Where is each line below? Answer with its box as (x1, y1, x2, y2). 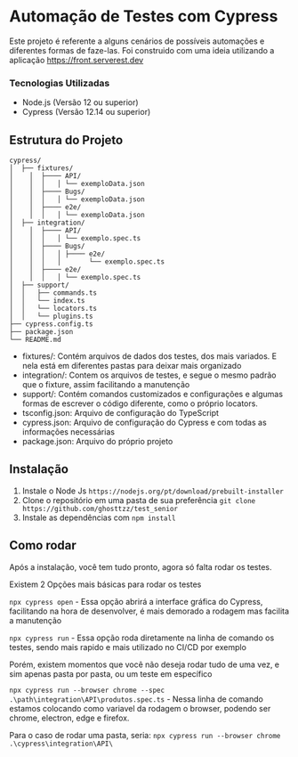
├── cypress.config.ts (9, 320, 93, 329)
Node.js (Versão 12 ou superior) (21, 97, 140, 108)
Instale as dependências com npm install (21, 512, 176, 523)
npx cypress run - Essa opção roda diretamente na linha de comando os (9, 632, 275, 643)
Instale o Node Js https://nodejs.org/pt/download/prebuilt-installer (21, 485, 285, 496)
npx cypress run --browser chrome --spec (9, 686, 165, 695)
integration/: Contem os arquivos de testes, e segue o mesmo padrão (21, 370, 277, 380)
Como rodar (9, 538, 77, 553)
